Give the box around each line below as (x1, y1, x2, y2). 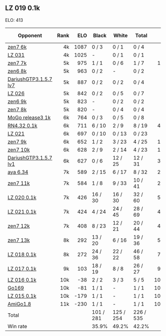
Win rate (7, 323, 27, 330)
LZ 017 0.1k (7, 265, 37, 272)
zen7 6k (7, 43, 27, 50)
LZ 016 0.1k (7, 276, 37, 283)
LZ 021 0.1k (7, 208, 37, 215)
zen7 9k (7, 138, 27, 145)
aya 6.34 (7, 168, 29, 175)
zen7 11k (7, 179, 30, 186)
